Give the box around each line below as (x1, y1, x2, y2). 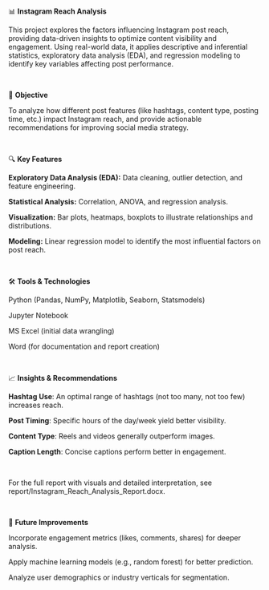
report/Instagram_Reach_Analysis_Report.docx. (8, 487, 166, 495)
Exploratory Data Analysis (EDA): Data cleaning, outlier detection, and (8, 173, 243, 182)
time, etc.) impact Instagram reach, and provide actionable (8, 115, 202, 123)
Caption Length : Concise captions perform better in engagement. (8, 447, 226, 456)
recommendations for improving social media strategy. (8, 123, 189, 132)
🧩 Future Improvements (8, 518, 88, 527)
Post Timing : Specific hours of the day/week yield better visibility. (8, 416, 226, 425)
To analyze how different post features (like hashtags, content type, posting (8, 106, 259, 115)
